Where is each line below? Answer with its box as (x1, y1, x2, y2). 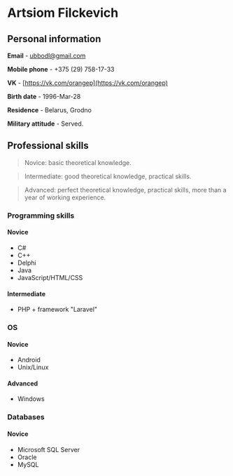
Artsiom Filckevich (7, 5, 119, 21)
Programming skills (7, 211, 75, 220)
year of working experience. (24, 193, 106, 201)
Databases (7, 412, 45, 422)
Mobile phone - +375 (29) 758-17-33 (7, 65, 115, 73)
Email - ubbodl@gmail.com (7, 51, 86, 60)
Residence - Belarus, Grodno (7, 106, 92, 114)
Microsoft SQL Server (17, 445, 80, 454)
